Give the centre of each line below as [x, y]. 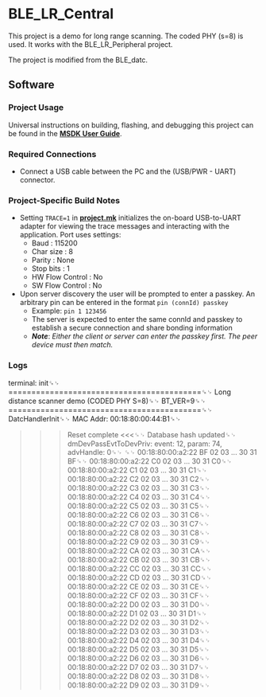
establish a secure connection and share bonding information [132, 328]
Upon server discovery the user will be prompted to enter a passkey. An [137, 294]
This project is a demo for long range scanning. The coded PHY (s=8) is [126, 36]
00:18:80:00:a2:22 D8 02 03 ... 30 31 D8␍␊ [139, 676]
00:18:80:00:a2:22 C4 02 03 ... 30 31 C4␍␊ [139, 497]
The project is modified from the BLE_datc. [78, 60]
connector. [37, 179]
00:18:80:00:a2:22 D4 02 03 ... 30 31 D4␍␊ [139, 640]
